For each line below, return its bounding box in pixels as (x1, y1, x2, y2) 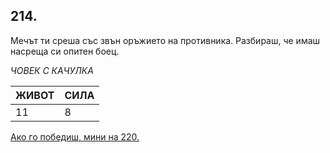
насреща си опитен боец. (10, 45, 120, 57)
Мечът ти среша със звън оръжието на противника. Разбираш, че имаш (10, 34, 321, 46)
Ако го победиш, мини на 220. (10, 130, 140, 143)
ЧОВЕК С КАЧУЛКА (10, 64, 94, 76)
